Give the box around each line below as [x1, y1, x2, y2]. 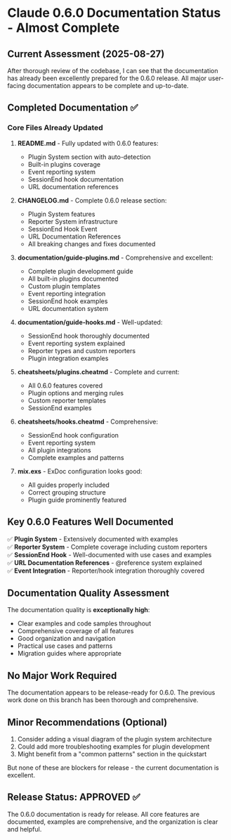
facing [7, 82, 26, 89]
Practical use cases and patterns [17, 642, 113, 650]
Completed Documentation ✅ [7, 102, 138, 114]
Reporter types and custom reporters [27, 346, 136, 355]
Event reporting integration [27, 289, 106, 298]
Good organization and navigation [17, 635, 116, 643]
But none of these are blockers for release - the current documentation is [7, 763, 220, 772]
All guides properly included [27, 481, 110, 489]
